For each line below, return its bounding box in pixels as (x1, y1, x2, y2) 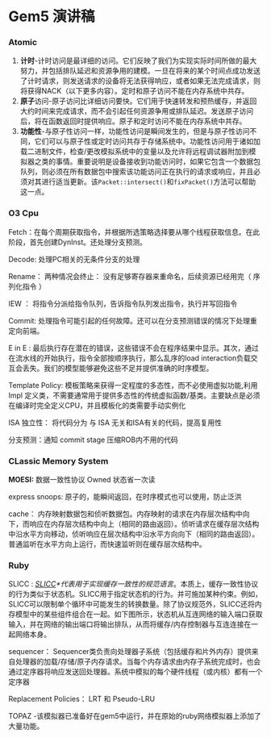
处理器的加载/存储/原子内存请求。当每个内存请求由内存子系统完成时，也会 (15, 657, 261, 666)
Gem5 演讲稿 (8, 7, 95, 26)
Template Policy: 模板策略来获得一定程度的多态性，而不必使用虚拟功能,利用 (8, 380, 258, 390)
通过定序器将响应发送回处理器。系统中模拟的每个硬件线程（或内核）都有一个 (8, 667, 263, 677)
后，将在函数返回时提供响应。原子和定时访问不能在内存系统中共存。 (19, 116, 247, 126)
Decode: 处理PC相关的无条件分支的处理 (8, 254, 140, 264)
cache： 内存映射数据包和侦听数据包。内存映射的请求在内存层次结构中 (8, 509, 244, 519)
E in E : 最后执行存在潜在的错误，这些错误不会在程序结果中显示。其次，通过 (8, 343, 260, 352)
